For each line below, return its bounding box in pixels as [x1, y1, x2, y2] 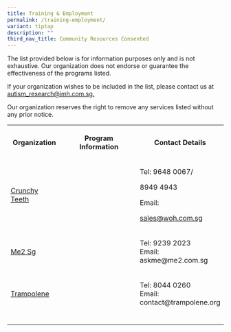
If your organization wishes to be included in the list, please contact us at [7, 82, 214, 91]
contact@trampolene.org [140, 298, 221, 307]
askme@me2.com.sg [140, 256, 208, 265]
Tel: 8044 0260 [140, 280, 191, 290]
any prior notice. [7, 111, 54, 119]
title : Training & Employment [7, 10, 94, 17]
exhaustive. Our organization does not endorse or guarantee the [7, 62, 189, 70]
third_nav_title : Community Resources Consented [7, 36, 149, 43]
